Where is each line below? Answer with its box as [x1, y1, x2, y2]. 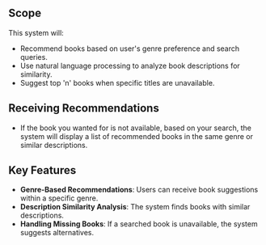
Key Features [8, 163, 77, 177]
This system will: [8, 27, 65, 37]
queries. [19, 52, 49, 61]
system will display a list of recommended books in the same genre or [19, 131, 253, 141]
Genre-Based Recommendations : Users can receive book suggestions [19, 185, 259, 195]
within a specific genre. [19, 193, 99, 203]
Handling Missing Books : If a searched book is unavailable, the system [19, 219, 258, 229]
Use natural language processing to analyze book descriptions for [19, 61, 240, 70]
